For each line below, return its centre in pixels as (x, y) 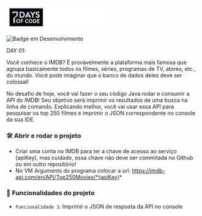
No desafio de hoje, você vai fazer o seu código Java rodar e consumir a (98, 94)
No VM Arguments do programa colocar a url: (73, 171)
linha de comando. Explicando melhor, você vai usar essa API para (90, 106)
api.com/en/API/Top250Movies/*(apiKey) (67, 177)
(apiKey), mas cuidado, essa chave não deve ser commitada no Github (104, 158)
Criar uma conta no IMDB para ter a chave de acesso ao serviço (96, 151)
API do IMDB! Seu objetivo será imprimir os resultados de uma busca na (97, 100)
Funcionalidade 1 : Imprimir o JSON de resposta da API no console (99, 206)
